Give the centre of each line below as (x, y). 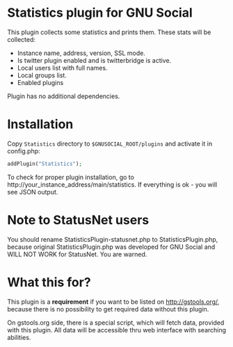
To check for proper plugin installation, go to (71, 177)
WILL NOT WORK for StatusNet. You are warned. (77, 254)
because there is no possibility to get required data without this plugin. (108, 309)
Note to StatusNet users (78, 220)
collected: (22, 39)
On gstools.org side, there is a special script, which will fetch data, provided (116, 323)
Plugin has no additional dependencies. (64, 96)
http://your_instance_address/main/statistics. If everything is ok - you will (112, 184)
